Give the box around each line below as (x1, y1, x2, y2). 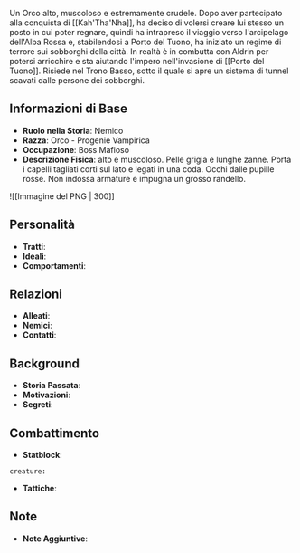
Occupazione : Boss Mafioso (22, 144, 129, 155)
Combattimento (9, 425, 100, 441)
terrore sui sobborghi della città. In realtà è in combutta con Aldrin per (9, 46, 269, 57)
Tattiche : (22, 483, 57, 494)
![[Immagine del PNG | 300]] (9, 190, 115, 202)
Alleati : (22, 310, 51, 321)
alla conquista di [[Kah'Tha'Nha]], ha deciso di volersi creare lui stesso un (9, 17, 285, 28)
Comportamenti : (22, 260, 87, 271)
